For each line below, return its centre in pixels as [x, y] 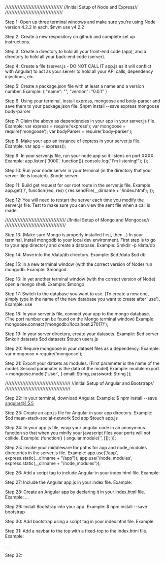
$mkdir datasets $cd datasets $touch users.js [52, 339]
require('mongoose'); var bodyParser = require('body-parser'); [69, 131]
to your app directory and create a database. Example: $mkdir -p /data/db [80, 245]
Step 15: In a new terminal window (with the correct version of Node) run [79, 264]
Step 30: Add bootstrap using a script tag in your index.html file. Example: [80, 521]
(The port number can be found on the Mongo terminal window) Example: [80, 319]
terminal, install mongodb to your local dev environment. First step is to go [81, 240]
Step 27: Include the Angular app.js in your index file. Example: [68, 482]
